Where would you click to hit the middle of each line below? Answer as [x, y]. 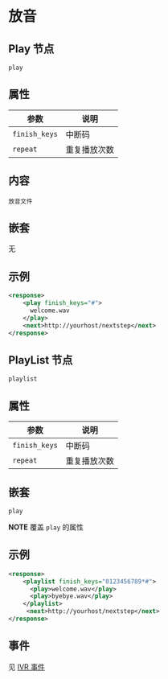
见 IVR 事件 [27, 667]
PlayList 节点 [41, 360]
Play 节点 [31, 49]
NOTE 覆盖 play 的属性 [46, 527]
